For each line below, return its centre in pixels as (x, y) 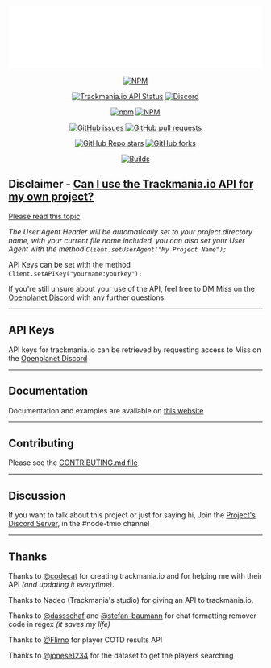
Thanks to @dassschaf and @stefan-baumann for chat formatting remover (132, 616)
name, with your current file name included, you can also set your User (127, 240)
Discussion (37, 495)
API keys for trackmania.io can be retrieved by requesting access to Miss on (135, 350)
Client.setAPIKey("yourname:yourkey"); (75, 274)
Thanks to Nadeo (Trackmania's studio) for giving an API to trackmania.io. (131, 600)
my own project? (51, 197)
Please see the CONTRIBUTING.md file (73, 463)
